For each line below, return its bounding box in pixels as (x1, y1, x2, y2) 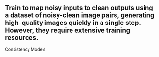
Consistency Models (5, 46, 46, 52)
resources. (5, 34, 39, 42)
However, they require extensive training (5, 26, 130, 34)
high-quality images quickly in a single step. (5, 19, 141, 27)
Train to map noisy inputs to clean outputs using (5, 4, 153, 12)
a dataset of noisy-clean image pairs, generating (5, 11, 155, 20)
